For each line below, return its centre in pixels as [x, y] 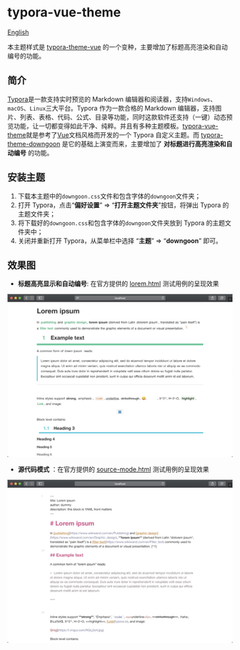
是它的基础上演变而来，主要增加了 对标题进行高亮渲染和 [144, 144]
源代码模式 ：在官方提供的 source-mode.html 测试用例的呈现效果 [113, 469]
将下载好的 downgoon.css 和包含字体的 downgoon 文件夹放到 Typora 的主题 [121, 223]
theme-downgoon [34, 144]
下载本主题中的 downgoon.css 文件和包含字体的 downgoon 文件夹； [109, 196]
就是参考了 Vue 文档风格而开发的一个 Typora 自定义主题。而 [113, 135]
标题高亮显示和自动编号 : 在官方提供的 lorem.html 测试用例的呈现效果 [118, 284]
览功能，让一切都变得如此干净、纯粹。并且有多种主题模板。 [95, 126]
